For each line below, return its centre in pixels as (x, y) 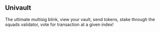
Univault (18, 8)
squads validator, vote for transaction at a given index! (59, 24)
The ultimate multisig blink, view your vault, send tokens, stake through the (80, 19)
